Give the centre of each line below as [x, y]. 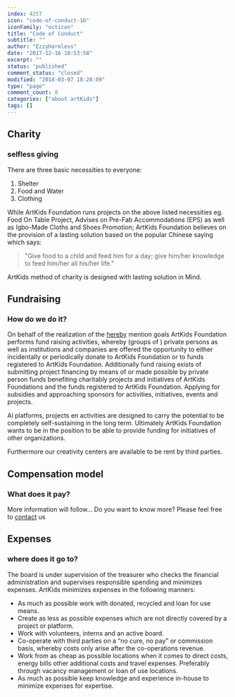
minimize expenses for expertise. [65, 686]
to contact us [26, 516]
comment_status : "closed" [45, 73]
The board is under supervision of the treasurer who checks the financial [113, 574]
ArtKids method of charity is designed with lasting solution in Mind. [104, 277]
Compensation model [56, 474]
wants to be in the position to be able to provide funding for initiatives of [112, 430]
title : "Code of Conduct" [45, 34]
